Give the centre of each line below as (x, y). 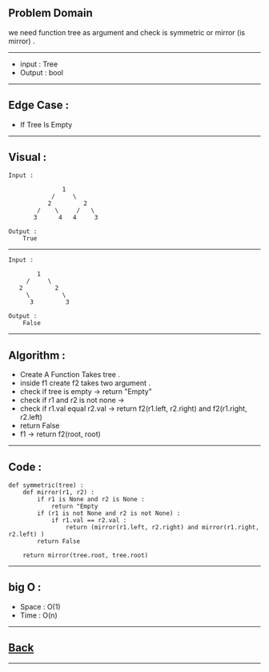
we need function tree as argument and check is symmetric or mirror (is (127, 32)
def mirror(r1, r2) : (58, 493)
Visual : (28, 157)
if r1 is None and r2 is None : (91, 500)
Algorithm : (37, 355)
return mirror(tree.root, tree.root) (86, 556)
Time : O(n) (38, 615)
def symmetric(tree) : (46, 485)
